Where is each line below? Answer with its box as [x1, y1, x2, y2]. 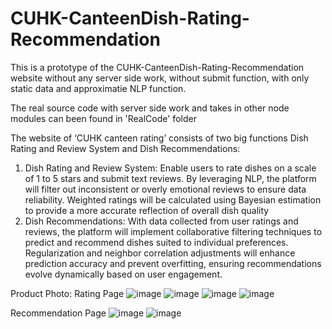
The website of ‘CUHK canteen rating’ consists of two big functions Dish [10, 132, 309, 144]
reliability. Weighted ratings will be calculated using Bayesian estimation [24, 193, 322, 206]
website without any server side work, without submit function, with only [10, 72, 310, 84]
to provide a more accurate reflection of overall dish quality [24, 204, 270, 216]
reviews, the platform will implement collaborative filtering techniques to [24, 225, 323, 237]
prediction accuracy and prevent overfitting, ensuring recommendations [24, 257, 322, 269]
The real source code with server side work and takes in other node [10, 102, 290, 114]
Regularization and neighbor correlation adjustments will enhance [24, 247, 296, 259]
